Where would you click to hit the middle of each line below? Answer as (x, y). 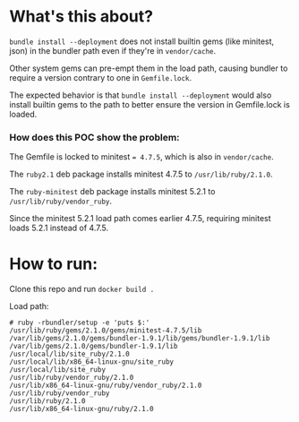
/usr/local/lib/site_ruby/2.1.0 (69, 354)
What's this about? (81, 17)
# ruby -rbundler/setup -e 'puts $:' (80, 323)
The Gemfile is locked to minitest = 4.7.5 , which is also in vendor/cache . (142, 157)
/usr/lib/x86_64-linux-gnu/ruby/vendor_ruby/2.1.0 (106, 386)
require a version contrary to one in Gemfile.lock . (101, 77)
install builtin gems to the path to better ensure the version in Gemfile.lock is (150, 104)
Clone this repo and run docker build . (82, 289)
